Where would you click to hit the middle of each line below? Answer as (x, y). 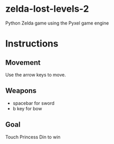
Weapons (21, 91)
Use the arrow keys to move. (36, 75)
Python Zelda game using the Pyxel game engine (57, 23)
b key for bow (27, 108)
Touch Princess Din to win (33, 137)
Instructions (32, 44)
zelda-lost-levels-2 (47, 9)
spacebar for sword (34, 103)
